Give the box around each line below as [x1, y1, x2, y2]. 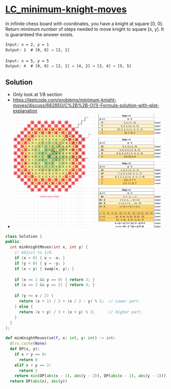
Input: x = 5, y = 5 [5, 58, 50, 64]
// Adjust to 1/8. [14, 250, 54, 255]
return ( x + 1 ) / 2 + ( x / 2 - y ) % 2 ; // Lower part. [18, 299, 141, 304]
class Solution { [5, 234, 42, 239]
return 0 [18, 357, 38, 362]
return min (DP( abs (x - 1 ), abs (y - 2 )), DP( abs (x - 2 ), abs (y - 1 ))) [14, 373, 166, 379]
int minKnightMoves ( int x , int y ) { [10, 244, 88, 250]
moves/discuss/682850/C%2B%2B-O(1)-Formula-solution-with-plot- [12, 103, 160, 109]
